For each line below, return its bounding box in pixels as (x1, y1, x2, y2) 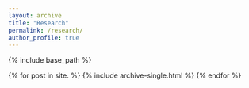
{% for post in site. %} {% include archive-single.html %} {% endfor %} (8, 71, 242, 80)
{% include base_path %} (8, 55, 92, 65)
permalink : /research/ (8, 26, 83, 34)
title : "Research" (8, 19, 69, 27)
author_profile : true (8, 33, 80, 42)
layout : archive (8, 11, 62, 20)
